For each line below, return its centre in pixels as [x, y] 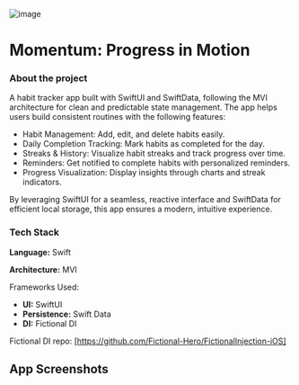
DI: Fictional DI [49, 323]
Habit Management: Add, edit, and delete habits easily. [123, 134]
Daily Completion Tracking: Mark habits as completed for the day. [143, 144]
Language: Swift [40, 252]
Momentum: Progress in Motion [130, 50]
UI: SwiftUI [42, 304]
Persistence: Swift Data [67, 314]
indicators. [42, 182]
